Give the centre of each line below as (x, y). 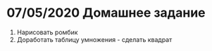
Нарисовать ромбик (47, 32)
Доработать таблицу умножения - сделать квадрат (94, 39)
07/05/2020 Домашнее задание (106, 13)
